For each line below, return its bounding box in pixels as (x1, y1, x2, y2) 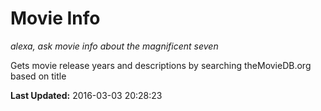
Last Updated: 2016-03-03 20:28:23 (10, 89, 163, 101)
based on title (10, 70, 67, 82)
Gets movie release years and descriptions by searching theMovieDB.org (10, 59, 312, 71)
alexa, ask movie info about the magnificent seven (10, 40, 219, 52)
